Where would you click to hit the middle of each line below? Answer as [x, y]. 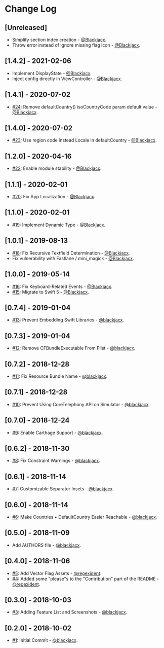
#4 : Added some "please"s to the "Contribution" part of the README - [86, 579]
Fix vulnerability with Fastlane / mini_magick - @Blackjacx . [73, 258]
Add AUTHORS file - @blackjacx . [47, 545]
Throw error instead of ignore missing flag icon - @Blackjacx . [76, 45]
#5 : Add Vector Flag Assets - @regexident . [57, 573]
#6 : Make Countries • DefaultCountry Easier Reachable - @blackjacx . [85, 517]
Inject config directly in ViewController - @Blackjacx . [67, 79]
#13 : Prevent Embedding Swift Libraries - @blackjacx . [68, 320]
